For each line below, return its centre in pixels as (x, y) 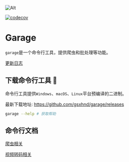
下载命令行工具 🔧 (31, 80)
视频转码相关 (18, 154)
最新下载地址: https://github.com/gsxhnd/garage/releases (64, 104)
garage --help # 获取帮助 (31, 114)
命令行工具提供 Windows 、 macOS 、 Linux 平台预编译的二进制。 (66, 94)
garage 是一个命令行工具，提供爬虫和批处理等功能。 (58, 52)
